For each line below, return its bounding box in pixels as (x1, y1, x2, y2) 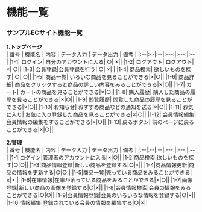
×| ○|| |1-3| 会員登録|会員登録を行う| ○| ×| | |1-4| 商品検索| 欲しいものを (6, 66, 186, 73)
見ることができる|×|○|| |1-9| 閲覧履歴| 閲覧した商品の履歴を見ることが (16, 96, 192, 103)
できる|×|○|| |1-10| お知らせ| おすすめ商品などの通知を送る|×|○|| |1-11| (6, 104, 182, 111)
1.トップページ (6, 43, 42, 51)
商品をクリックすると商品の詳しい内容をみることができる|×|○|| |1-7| (14, 81, 185, 88)
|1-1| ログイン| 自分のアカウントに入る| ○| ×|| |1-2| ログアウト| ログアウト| (9, 58, 194, 66)
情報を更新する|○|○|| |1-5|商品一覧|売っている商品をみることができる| (16, 169, 192, 176)
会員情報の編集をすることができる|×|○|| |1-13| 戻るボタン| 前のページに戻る (6, 119, 195, 126)
